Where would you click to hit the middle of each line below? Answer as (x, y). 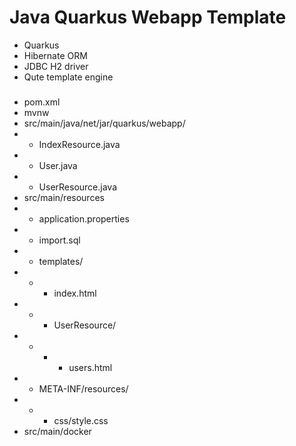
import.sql (59, 240)
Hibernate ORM (55, 55)
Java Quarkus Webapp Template (148, 17)
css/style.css (81, 420)
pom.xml (42, 102)
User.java (58, 165)
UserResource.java (78, 187)
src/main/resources (64, 197)
